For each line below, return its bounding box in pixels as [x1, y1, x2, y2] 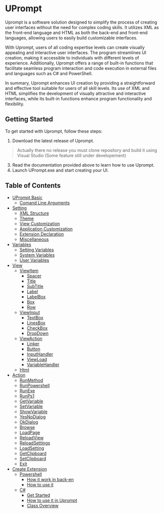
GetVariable [19, 398, 44, 404]
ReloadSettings [19, 440, 50, 446]
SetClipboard [19, 456, 47, 461]
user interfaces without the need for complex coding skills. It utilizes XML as [5, 24, 159, 30]
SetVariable [19, 403, 43, 409]
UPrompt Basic [12, 195, 43, 200]
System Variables [19, 252, 55, 258]
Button [26, 346, 41, 352]
